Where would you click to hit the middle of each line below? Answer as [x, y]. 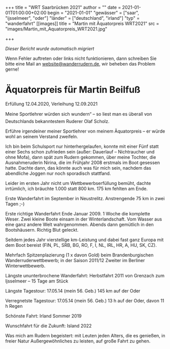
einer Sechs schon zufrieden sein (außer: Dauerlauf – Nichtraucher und [80, 151]
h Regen [14, 306]
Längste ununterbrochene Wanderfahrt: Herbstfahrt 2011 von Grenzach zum [85, 275]
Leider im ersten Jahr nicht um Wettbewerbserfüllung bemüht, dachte [78, 183]
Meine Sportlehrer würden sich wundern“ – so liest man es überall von [79, 114]
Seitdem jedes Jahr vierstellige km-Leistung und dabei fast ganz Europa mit [84, 240]
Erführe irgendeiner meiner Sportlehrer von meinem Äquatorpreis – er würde [85, 131]
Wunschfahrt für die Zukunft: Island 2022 [49, 326]
